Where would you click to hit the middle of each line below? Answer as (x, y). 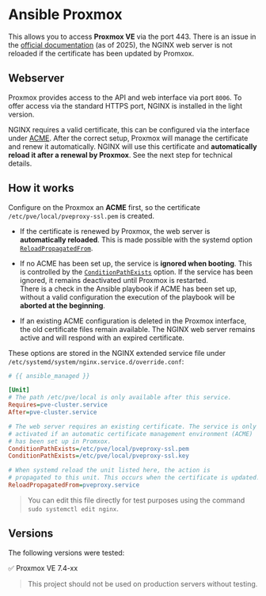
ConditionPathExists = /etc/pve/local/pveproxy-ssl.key (99, 456)
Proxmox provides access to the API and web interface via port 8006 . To (125, 97)
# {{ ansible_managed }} (49, 376)
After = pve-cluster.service (53, 413)
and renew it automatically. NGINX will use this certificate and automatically (133, 146)
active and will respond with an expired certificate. (102, 338)
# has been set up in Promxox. (60, 441)
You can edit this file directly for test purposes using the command (136, 500)
